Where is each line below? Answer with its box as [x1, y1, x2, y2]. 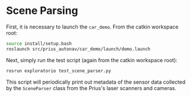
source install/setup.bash [6, 41, 72, 46]
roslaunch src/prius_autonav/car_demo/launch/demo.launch [6, 46, 151, 52]
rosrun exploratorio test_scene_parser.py [6, 68, 111, 74]
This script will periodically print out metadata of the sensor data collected [6, 78, 186, 85]
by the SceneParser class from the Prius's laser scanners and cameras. [6, 84, 177, 91]
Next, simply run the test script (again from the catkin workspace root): [6, 56, 178, 63]
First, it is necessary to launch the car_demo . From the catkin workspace [6, 23, 179, 30]
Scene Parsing [6, 4, 79, 17]
